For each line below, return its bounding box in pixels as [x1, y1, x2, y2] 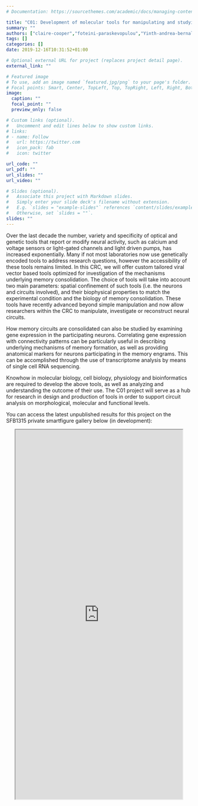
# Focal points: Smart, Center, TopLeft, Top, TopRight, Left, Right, [6, 85, 183, 90]
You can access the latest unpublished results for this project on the [6, 410, 171, 417]
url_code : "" [6, 161, 38, 167]
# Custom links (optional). [6, 117, 75, 123]
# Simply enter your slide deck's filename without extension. [6, 199, 170, 205]
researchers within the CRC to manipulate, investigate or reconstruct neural [6, 307, 190, 314]
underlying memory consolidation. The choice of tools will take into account [6, 276, 190, 283]
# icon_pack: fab [6, 145, 54, 151]
